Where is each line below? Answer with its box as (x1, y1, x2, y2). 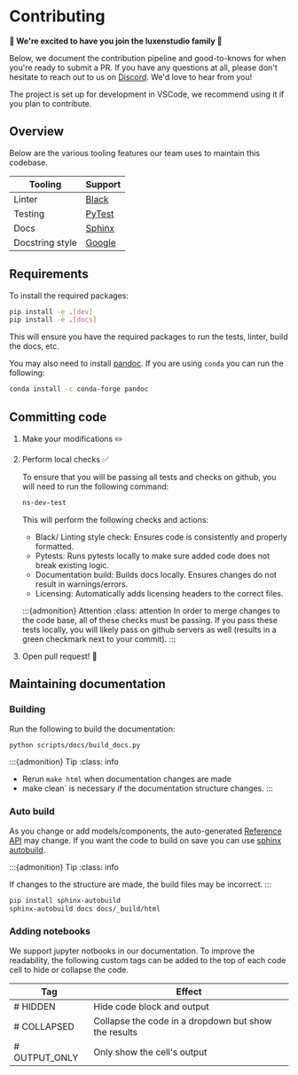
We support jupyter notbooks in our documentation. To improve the (9, 945, 255, 956)
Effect (176, 985, 202, 998)
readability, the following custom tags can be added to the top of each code (9, 954, 286, 965)
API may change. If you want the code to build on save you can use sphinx (9, 834, 282, 845)
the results (93, 1025, 138, 1038)
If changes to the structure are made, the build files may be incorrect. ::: (9, 879, 272, 889)
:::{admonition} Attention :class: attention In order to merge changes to (21, 605, 281, 616)
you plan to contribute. (9, 98, 92, 108)
